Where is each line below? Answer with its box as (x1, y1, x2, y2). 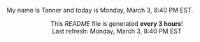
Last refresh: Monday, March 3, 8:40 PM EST (51, 27, 183, 35)
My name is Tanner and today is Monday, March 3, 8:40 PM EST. (6, 6, 194, 14)
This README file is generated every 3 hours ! (50, 20, 183, 27)
